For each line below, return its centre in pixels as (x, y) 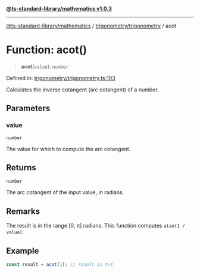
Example (23, 251)
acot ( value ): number (44, 66)
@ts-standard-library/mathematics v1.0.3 (59, 9)
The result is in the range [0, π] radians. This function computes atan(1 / (96, 226)
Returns (21, 168)
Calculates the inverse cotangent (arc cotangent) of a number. (82, 90)
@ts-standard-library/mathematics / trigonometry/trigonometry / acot (91, 26)
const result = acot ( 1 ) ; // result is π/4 (60, 265)
